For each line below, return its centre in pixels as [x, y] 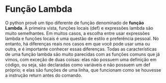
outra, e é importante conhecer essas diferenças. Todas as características [81, 49]
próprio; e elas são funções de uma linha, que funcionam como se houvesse [83, 70]
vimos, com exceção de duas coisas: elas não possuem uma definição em [81, 59]
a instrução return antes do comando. [44, 75]
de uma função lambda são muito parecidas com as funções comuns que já [83, 54]
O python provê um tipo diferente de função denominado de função [75, 23]
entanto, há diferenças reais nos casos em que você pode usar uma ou [78, 43]
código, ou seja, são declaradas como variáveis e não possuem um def [78, 65]
